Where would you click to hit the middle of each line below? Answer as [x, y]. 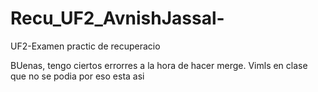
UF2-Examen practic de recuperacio [85, 46]
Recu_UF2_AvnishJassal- [117, 18]
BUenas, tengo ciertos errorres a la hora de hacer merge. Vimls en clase [159, 65]
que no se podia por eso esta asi [77, 76]
